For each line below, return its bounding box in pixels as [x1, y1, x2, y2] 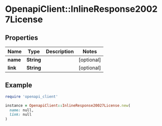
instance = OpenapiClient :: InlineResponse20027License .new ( [5, 103, 131, 108]
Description [46, 48, 74, 55]
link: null [9, 112, 32, 117]
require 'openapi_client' [5, 94, 58, 99]
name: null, [9, 107, 34, 113]
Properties [5, 33, 38, 42]
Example [5, 81, 32, 90]
